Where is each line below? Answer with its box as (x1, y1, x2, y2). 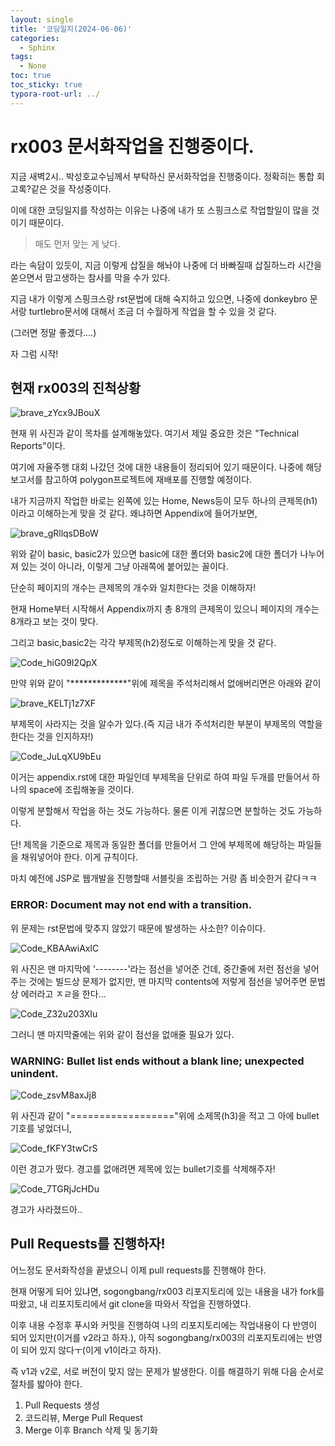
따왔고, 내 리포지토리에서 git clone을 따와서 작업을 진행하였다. (10, 1297, 252, 1310)
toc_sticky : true (10, 80, 83, 90)
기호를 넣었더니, (10, 1122, 73, 1134)
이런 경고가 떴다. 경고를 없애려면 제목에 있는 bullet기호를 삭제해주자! (10, 1162, 276, 1175)
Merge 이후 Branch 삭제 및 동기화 (24, 1424, 158, 1436)
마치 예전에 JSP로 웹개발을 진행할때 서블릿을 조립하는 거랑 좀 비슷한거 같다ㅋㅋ (10, 872, 318, 885)
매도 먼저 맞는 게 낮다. (34, 237, 121, 250)
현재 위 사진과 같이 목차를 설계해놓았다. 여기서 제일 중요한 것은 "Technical (10, 427, 300, 440)
